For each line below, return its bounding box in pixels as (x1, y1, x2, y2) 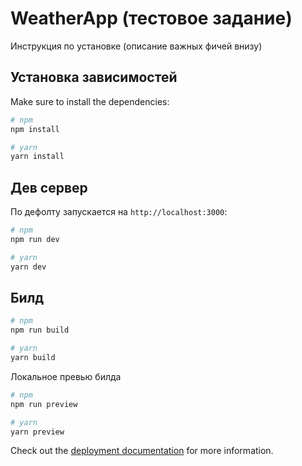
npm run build (10, 325, 70, 336)
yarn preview (10, 427, 65, 437)
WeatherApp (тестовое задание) (10, 7, 293, 30)
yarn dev (10, 262, 47, 272)
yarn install (10, 152, 65, 162)
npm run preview (10, 399, 78, 409)
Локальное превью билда (10, 370, 122, 382)
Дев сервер (10, 179, 88, 196)
